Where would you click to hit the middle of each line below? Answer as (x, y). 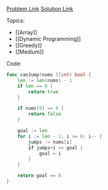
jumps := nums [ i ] (50, 142)
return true (44, 92)
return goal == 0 (39, 176)
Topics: (16, 20)
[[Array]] (26, 32)
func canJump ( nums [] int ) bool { (49, 75)
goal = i (50, 153)
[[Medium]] (29, 52)
